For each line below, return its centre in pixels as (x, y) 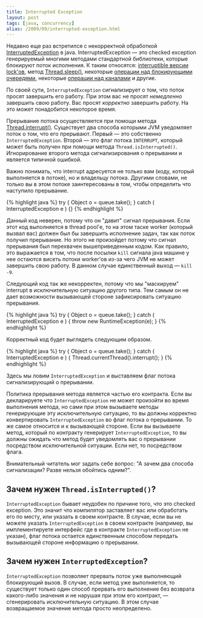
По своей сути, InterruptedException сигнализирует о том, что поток (95, 90)
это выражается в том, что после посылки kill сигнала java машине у (98, 253)
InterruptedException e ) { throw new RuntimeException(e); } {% (86, 321)
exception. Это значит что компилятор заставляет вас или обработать (97, 510)
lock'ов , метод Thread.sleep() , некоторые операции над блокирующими (99, 72)
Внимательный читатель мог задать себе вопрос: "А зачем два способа (100, 463)
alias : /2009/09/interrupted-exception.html (63, 29)
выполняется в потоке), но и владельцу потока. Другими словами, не (97, 178)
